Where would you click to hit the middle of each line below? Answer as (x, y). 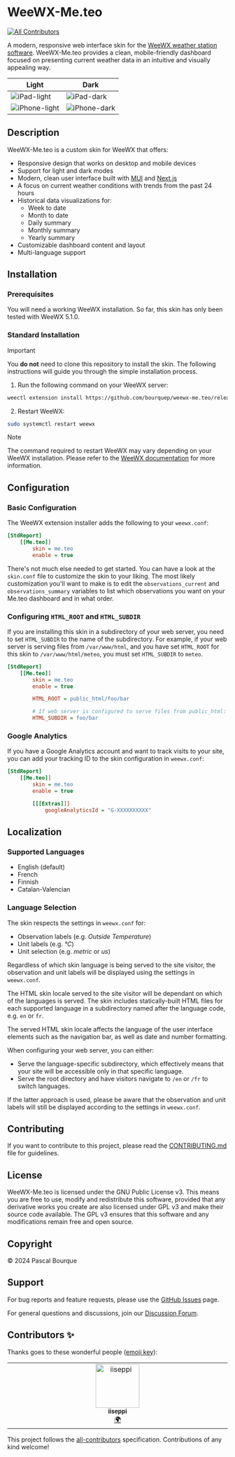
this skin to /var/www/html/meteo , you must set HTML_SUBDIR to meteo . (105, 654)
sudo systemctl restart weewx (51, 424)
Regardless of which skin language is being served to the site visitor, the (112, 965)
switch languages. (44, 1086)
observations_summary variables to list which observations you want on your (116, 591)
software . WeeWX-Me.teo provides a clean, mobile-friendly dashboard (109, 52)
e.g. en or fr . (26, 1015)
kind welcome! (28, 1447)
